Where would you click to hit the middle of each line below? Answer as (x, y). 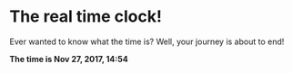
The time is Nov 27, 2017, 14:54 (69, 59)
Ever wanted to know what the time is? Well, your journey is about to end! (147, 41)
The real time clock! (86, 17)
